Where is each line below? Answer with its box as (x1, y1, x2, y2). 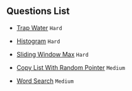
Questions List (6, 5, 70, 17)
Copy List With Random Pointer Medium (16, 63, 125, 71)
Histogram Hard (16, 37, 60, 45)
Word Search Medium (16, 77, 74, 85)
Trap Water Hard (16, 23, 63, 31)
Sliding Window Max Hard (16, 50, 89, 58)
